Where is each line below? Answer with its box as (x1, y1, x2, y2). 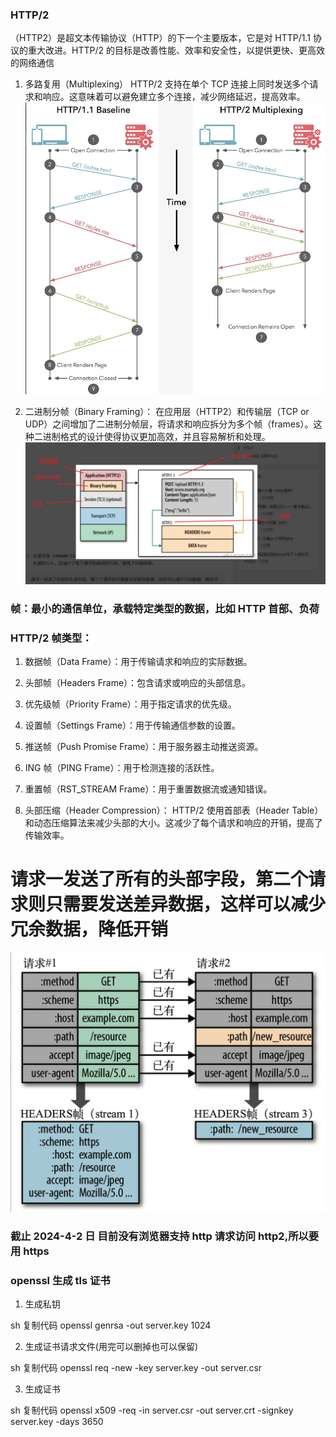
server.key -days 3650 (10, 1416, 104, 1428)
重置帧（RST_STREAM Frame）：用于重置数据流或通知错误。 (24, 783, 273, 795)
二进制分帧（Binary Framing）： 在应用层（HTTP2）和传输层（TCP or (24, 405, 310, 417)
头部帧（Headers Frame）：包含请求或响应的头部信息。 (24, 677, 252, 688)
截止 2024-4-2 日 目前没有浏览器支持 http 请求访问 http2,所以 (10, 1229, 309, 1243)
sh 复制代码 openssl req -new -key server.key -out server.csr (10, 1362, 263, 1374)
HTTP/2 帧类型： (10, 631, 93, 645)
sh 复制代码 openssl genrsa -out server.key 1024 (10, 1319, 212, 1332)
